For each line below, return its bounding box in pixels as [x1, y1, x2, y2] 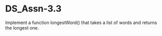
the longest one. [5, 24, 39, 30]
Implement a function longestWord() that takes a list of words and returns [5, 19, 157, 25]
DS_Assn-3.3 [5, 3, 62, 14]
